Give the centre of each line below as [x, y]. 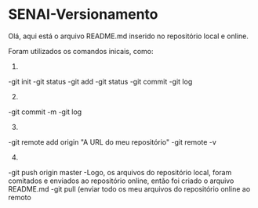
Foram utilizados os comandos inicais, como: [81, 51]
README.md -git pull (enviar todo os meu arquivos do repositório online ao [129, 188]
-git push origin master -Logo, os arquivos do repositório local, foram [120, 172]
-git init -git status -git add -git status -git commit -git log [100, 81]
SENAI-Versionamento [83, 14]
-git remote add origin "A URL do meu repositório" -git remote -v [113, 142]
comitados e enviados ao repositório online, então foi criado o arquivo [121, 181]
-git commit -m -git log [45, 112]
